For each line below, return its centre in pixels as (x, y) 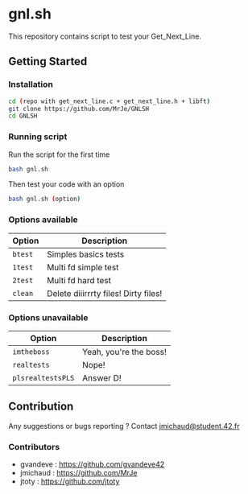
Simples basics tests (86, 254)
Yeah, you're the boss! (124, 352)
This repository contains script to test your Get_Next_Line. (105, 36)
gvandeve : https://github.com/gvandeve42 (92, 464)
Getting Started (48, 62)
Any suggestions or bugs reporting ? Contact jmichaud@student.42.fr (124, 426)
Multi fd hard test (79, 280)
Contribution (41, 407)
